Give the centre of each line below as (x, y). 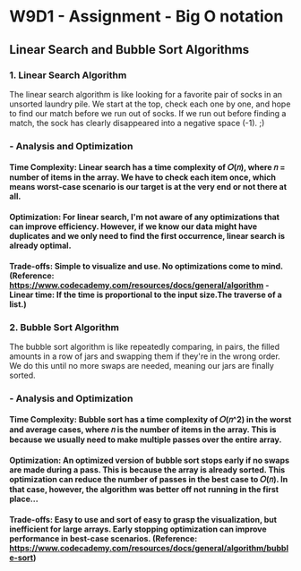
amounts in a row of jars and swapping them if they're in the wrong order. (145, 356)
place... (24, 499)
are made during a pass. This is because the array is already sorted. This (147, 469)
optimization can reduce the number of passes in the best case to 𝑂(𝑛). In (149, 479)
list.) (18, 304)
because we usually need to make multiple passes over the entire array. (146, 439)
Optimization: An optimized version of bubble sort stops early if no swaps (149, 460)
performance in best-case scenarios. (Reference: (103, 538)
